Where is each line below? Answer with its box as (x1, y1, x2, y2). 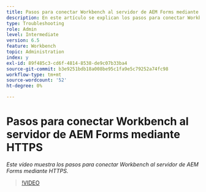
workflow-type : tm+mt (6, 72, 62, 78)
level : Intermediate (6, 32, 59, 38)
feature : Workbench (6, 43, 56, 50)
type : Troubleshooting (6, 20, 64, 26)
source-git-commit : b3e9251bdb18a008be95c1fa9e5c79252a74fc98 (6, 65, 169, 72)
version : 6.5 (6, 37, 40, 43)
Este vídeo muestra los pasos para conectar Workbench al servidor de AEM (6, 160, 199, 168)
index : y (6, 54, 29, 61)
